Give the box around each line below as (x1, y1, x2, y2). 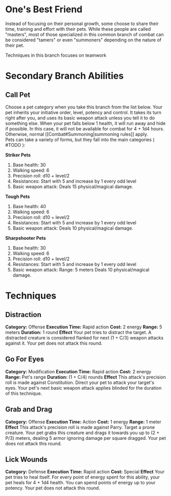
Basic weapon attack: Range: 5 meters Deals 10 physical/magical (12, 266, 150, 273)
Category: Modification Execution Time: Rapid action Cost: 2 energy (5, 368, 152, 374)
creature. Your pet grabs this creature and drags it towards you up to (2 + (5, 430, 160, 436)
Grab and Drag (5, 405, 53, 414)
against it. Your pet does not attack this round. (5, 340, 103, 346)
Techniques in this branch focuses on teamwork (5, 52, 107, 58)
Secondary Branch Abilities (5, 70, 124, 82)
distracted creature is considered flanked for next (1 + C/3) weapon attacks (5, 334, 164, 341)
